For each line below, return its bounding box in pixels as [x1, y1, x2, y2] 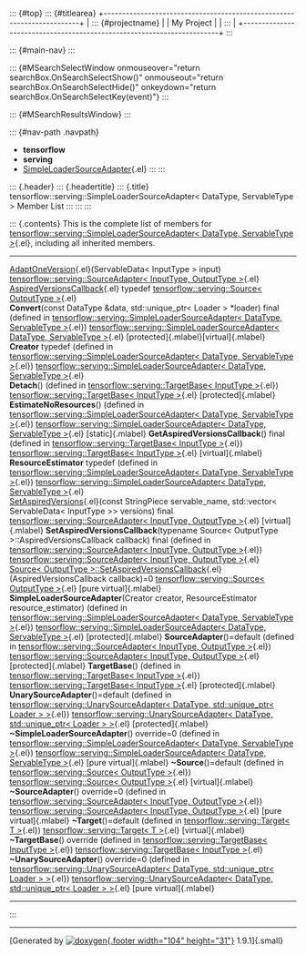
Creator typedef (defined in [9, 341, 114, 351]
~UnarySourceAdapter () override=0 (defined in [9, 854, 189, 864]
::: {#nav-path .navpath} [9, 127, 100, 137]
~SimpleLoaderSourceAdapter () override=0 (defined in [9, 728, 220, 738]
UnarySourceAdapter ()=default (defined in [9, 689, 172, 700]
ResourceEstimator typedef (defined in [9, 457, 158, 468]
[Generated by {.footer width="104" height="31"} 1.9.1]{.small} [9, 935, 284, 946]
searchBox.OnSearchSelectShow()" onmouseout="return [9, 72, 224, 83]
